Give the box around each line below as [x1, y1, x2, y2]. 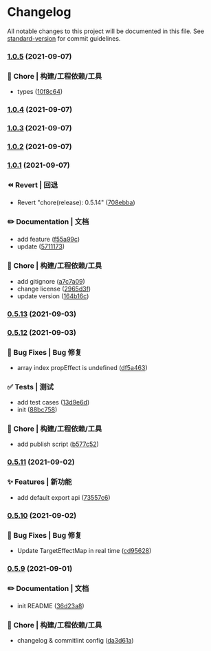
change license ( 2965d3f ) [16, 284, 91, 293]
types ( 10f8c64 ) [16, 88, 63, 96]
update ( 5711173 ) [16, 242, 65, 251]
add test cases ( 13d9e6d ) [16, 398, 90, 407]
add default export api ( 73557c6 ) [16, 493, 111, 501]
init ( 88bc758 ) [16, 405, 58, 414]
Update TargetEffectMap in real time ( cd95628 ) [16, 546, 152, 554]
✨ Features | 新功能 [7, 477, 72, 487]
